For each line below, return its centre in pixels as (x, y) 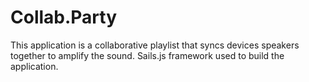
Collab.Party (64, 17)
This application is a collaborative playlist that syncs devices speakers (155, 45)
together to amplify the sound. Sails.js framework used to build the (147, 55)
